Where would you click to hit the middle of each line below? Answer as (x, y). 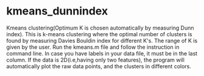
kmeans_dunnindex (57, 11)
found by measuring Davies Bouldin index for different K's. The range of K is (102, 40)
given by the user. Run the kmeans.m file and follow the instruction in (93, 47)
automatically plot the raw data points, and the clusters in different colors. (99, 66)
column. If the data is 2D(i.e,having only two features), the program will (95, 60)
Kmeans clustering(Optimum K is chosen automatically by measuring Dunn (100, 28)
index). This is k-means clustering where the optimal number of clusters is (100, 34)
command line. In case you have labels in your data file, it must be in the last (102, 53)
